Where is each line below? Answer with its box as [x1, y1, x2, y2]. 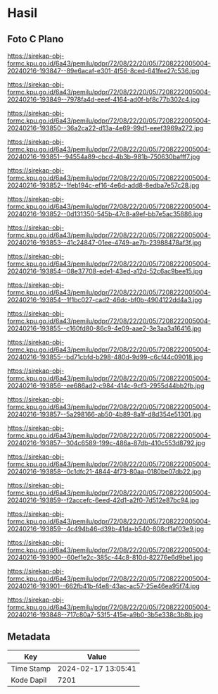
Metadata [7, 631, 51, 643]
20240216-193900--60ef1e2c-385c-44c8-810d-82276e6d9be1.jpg [7, 553, 203, 562]
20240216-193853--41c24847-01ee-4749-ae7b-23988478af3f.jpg [7, 238, 202, 247]
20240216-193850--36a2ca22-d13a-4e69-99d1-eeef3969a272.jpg [7, 124, 204, 132]
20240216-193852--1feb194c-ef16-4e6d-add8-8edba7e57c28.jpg [7, 181, 200, 190]
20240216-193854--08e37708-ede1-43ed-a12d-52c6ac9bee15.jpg [7, 267, 203, 275]
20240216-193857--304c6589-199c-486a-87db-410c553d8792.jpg [7, 439, 205, 447]
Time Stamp [11, 664, 51, 674]
